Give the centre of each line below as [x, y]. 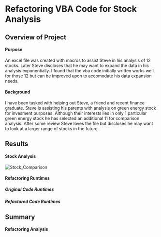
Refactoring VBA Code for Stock [71, 9]
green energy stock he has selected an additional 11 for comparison [72, 118]
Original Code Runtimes [29, 189]
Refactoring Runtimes [27, 178]
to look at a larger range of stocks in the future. [52, 128]
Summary [20, 217]
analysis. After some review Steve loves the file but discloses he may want [79, 123]
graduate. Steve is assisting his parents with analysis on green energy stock [80, 108]
